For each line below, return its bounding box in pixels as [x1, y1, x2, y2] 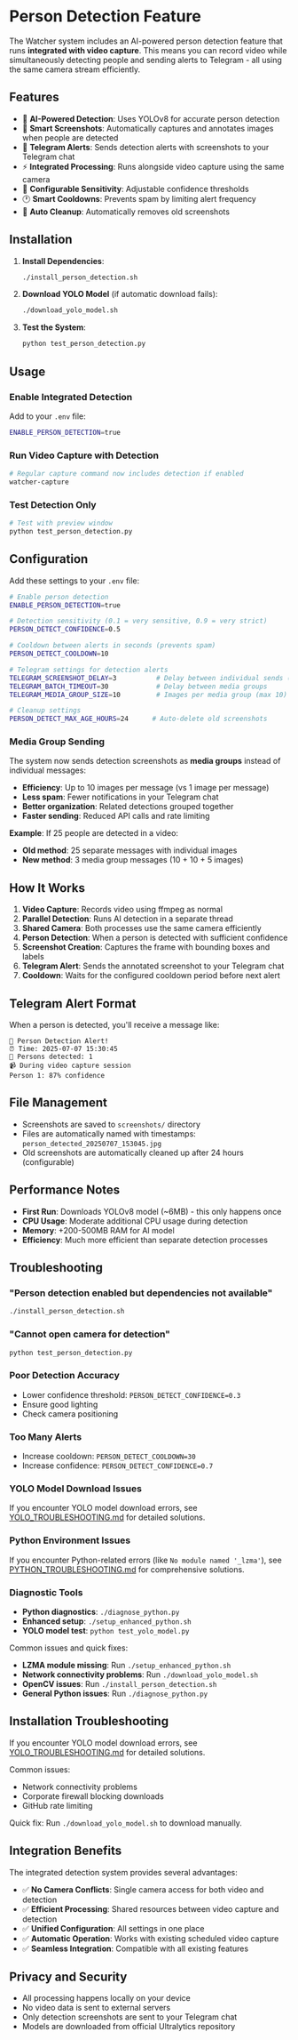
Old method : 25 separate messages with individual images [21, 845, 238, 855]
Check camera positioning [21, 1408, 119, 1419]
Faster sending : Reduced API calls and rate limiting [21, 811, 210, 822]
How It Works [9, 880, 86, 896]
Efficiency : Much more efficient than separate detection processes [21, 1234, 269, 1245]
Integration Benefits [9, 1843, 122, 1859]
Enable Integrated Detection [9, 390, 133, 403]
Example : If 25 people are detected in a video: [9, 828, 179, 839]
